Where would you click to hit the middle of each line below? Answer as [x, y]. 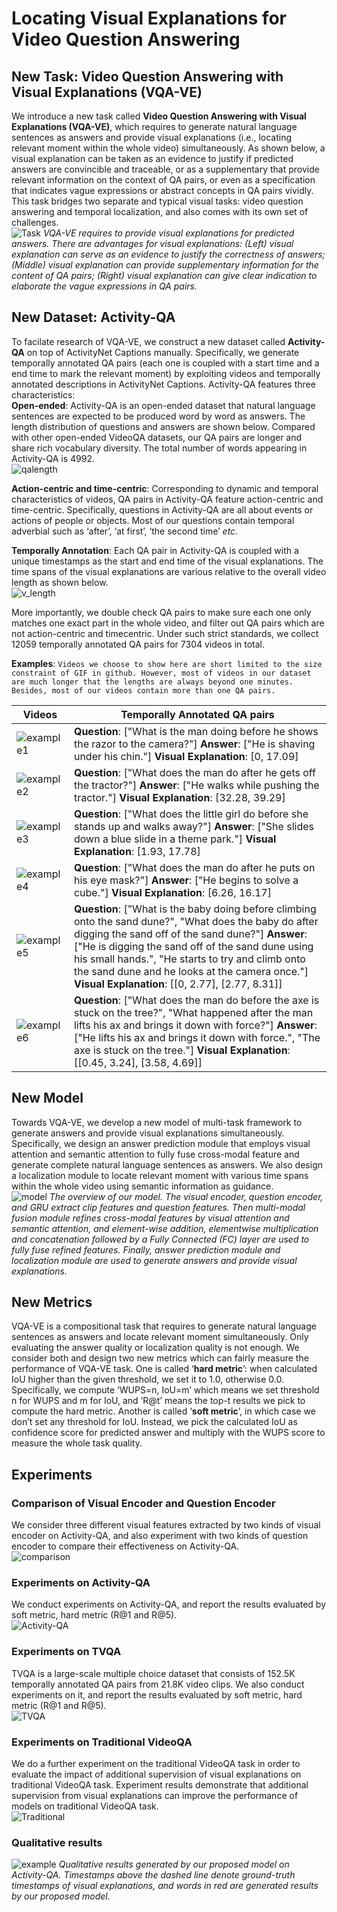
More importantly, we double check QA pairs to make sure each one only [161, 612]
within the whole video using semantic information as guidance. [142, 1186]
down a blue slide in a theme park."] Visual [175, 839]
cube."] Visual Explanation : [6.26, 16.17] [172, 892]
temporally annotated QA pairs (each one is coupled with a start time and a [165, 363]
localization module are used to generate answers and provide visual [154, 1260]
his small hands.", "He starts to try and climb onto [189, 959]
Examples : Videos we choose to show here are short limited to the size [167, 663]
